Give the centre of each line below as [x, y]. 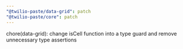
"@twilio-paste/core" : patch [42, 17]
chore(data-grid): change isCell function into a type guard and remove [91, 33]
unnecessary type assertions [41, 40]
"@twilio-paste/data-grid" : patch [49, 11]
